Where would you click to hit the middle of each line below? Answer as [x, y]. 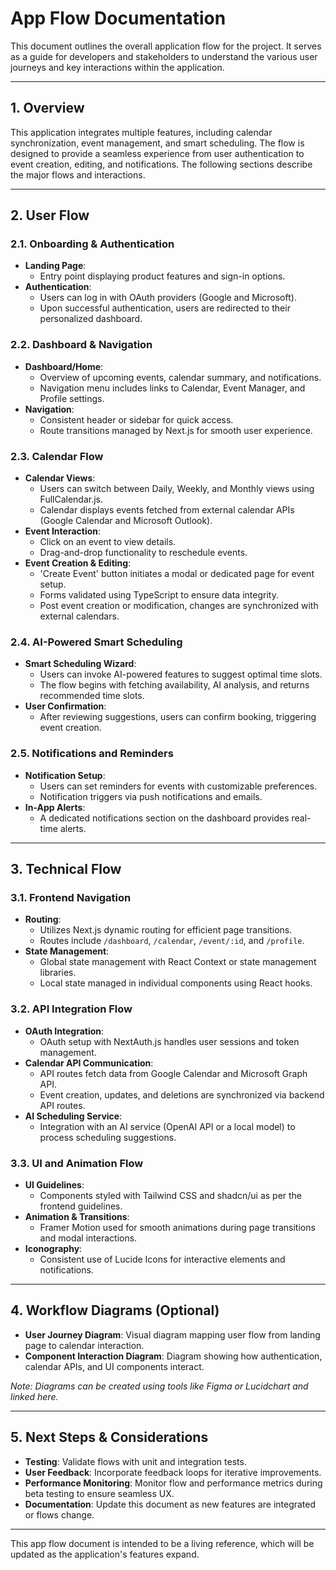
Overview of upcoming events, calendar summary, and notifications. [180, 377]
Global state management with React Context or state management [178, 962]
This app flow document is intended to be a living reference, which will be [162, 1543]
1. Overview [47, 108]
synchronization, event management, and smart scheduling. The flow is [157, 143]
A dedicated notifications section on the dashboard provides [164, 818]
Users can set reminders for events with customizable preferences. [178, 786]
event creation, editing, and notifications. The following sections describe [161, 164]
